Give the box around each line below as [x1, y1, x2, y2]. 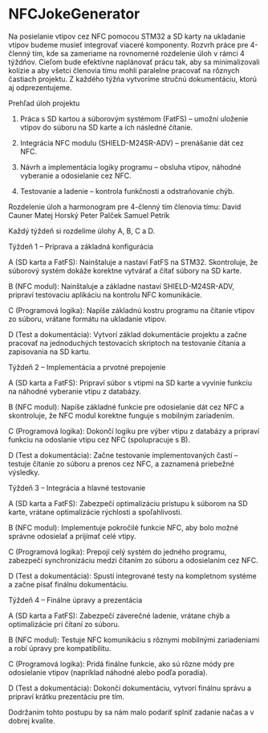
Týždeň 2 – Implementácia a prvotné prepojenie [8, 362, 166, 372]
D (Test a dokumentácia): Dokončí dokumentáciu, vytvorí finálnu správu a [8, 683, 251, 693]
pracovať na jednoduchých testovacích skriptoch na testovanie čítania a [8, 338, 246, 348]
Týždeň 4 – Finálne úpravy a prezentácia [8, 595, 143, 604]
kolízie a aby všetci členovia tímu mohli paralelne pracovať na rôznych [8, 65, 240, 75]
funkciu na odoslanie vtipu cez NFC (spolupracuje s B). [8, 434, 191, 444]
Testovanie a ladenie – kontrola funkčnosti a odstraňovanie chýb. [19, 186, 235, 196]
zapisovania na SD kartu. [8, 347, 91, 356]
